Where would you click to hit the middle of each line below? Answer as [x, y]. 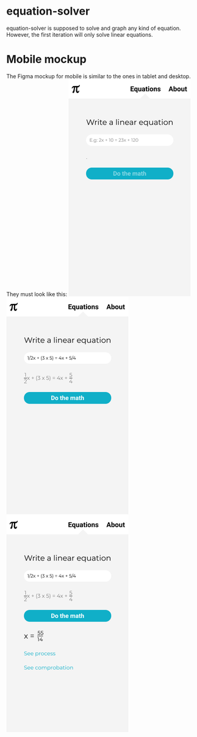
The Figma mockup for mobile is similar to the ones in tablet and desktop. [99, 76]
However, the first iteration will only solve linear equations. [80, 34]
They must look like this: [37, 294]
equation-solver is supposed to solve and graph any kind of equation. [94, 28]
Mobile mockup [46, 60]
